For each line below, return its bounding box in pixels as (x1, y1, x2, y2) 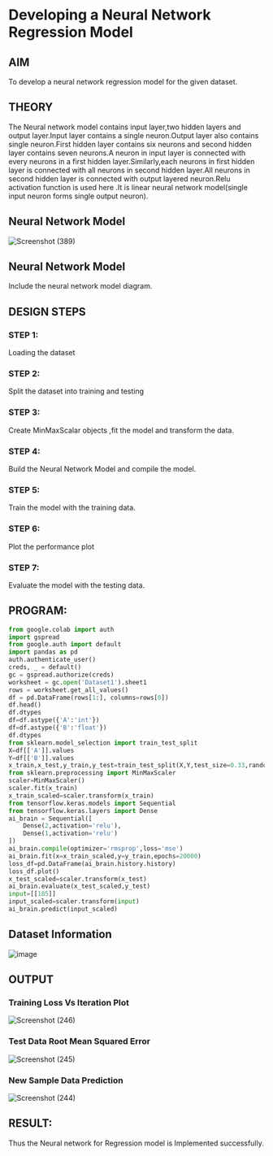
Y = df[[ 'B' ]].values (8, 754, 75, 762)
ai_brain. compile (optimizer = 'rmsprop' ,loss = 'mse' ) (8, 845, 184, 853)
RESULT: (8, 1116, 53, 1131)
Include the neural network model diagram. (8, 281, 153, 291)
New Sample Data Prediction (8, 1075, 123, 1086)
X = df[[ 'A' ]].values (8, 746, 75, 754)
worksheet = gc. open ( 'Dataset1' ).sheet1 (8, 678, 148, 686)
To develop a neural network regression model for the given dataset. (8, 77, 238, 86)
